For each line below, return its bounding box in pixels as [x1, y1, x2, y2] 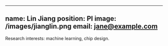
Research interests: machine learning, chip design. [5, 35, 109, 41]
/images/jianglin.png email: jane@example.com [5, 22, 158, 31]
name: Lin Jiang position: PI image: [5, 14, 116, 23]
